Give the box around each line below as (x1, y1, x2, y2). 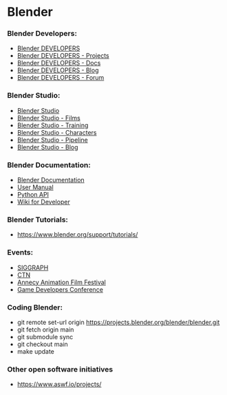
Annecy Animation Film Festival (17, 278, 107, 286)
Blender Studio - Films (17, 114, 80, 122)
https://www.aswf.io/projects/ (17, 380, 102, 389)
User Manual (17, 183, 54, 191)
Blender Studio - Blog (17, 142, 78, 151)
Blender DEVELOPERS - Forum (17, 74, 105, 82)
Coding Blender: (7, 302, 63, 312)
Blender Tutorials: (7, 215, 69, 224)
